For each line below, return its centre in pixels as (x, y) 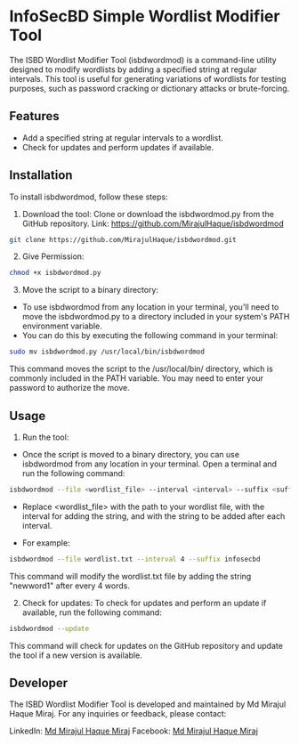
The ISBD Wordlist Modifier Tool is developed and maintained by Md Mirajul (148, 704)
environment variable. (62, 326)
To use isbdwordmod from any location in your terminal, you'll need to (150, 307)
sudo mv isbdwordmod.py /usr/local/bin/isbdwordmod (107, 352)
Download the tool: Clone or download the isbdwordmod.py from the (148, 214)
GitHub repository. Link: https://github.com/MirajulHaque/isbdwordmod (153, 223)
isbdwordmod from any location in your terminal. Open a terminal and (149, 464)
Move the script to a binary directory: (90, 290)
